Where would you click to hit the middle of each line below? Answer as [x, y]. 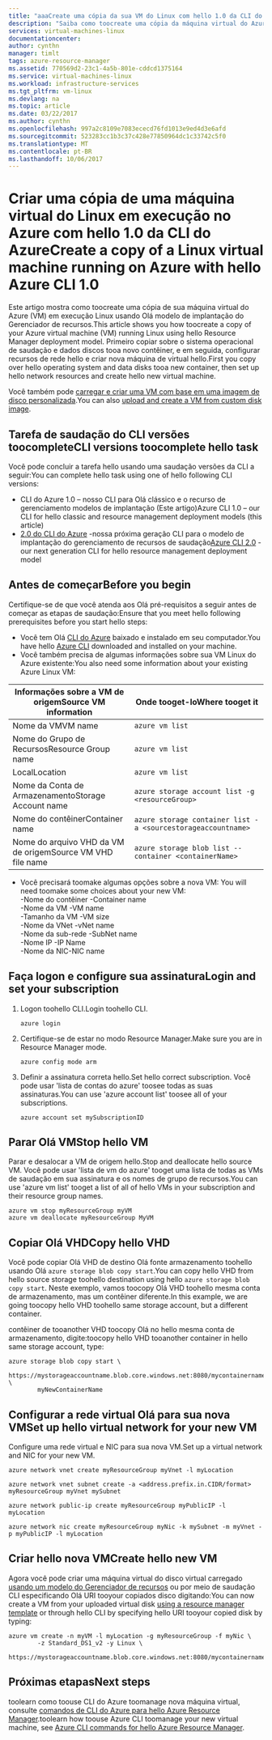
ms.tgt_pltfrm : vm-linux [50, 91]
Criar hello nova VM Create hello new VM [113, 1559]
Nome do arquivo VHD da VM [68, 842]
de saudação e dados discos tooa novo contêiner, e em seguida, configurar [134, 350]
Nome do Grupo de [49, 739]
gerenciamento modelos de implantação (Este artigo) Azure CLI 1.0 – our [140, 508]
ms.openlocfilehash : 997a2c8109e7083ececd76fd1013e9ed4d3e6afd [117, 129]
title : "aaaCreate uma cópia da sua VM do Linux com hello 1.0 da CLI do [136, 16]
